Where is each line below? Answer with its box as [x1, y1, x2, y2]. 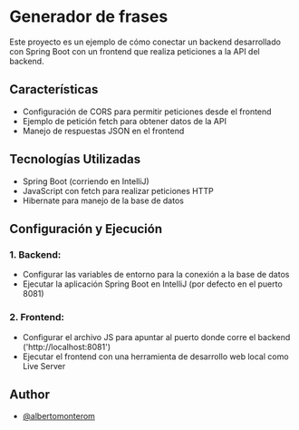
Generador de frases [9, 6, 169, 27]
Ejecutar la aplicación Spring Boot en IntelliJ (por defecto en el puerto [22, 279, 283, 289]
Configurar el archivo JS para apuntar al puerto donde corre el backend [22, 331, 291, 342]
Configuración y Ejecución [9, 220, 163, 237]
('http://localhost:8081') [22, 341, 111, 352]
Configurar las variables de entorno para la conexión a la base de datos [22, 269, 290, 280]
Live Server [22, 360, 66, 371]
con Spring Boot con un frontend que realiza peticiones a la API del [9, 45, 260, 56]
